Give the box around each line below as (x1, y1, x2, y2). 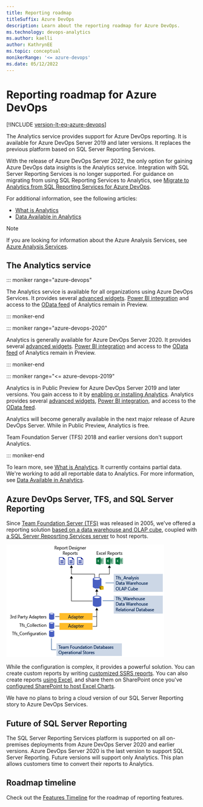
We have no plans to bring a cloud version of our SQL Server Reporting (6, 694, 184, 702)
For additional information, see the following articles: (6, 195, 138, 202)
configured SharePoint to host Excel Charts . (6, 683, 116, 690)
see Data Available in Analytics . (6, 477, 85, 484)
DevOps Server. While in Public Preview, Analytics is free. (6, 422, 150, 429)
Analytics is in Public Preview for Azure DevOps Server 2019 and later (6, 384, 181, 392)
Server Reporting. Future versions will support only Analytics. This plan (6, 754, 184, 761)
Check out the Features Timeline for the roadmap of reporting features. (6, 794, 184, 801)
